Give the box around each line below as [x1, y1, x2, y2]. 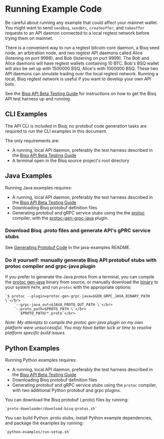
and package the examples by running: [5, 420, 84, 426]
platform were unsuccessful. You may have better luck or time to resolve [5, 324, 152, 331]
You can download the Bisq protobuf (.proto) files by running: [5, 396, 129, 402]
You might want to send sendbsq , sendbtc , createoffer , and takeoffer [5, 24, 145, 30]
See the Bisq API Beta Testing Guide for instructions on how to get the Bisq [5, 91, 157, 96]
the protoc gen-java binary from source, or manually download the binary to [5, 279, 159, 285]
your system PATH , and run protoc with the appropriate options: [5, 284, 132, 290]
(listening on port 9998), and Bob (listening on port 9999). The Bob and [5, 55, 149, 61]
